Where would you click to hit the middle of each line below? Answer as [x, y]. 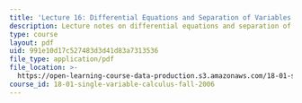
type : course [34, 34]
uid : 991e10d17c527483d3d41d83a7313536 [84, 51]
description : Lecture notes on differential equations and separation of [151, 26]
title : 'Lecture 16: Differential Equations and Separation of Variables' [152, 17]
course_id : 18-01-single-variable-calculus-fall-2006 [112, 84]
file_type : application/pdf [62, 59]
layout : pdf [31, 43]
